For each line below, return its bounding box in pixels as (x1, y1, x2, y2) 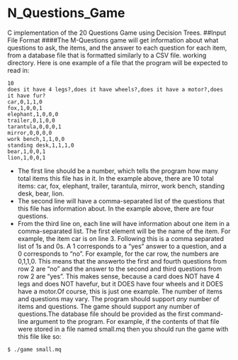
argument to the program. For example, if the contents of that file (29, 317, 220, 325)
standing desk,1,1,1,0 (7, 142, 74, 149)
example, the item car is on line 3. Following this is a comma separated (17, 234, 225, 242)
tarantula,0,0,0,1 (7, 123, 62, 130)
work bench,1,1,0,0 (7, 135, 65, 142)
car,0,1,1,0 (7, 98, 42, 106)
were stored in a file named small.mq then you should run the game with (17, 325, 229, 333)
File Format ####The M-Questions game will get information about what (7, 35, 219, 44)
